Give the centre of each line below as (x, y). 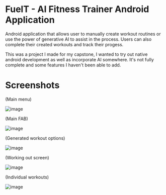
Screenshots (32, 85)
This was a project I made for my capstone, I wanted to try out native (76, 54)
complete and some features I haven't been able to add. (63, 65)
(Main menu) (18, 99)
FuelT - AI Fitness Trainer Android (77, 9)
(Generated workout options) (35, 138)
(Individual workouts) (27, 177)
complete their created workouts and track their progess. (64, 44)
